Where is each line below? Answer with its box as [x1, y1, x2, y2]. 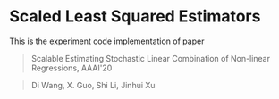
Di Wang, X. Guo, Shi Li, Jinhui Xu [30, 79, 156, 90]
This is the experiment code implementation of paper [9, 36, 205, 46]
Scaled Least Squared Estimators [9, 6, 261, 27]
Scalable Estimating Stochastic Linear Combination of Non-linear [30, 53, 271, 63]
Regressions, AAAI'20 [30, 62, 113, 73]
